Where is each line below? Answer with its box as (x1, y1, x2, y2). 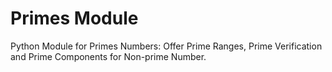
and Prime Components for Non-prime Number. (10, 50, 207, 62)
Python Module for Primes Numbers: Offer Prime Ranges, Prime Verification (10, 40, 323, 52)
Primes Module (10, 7, 139, 30)
